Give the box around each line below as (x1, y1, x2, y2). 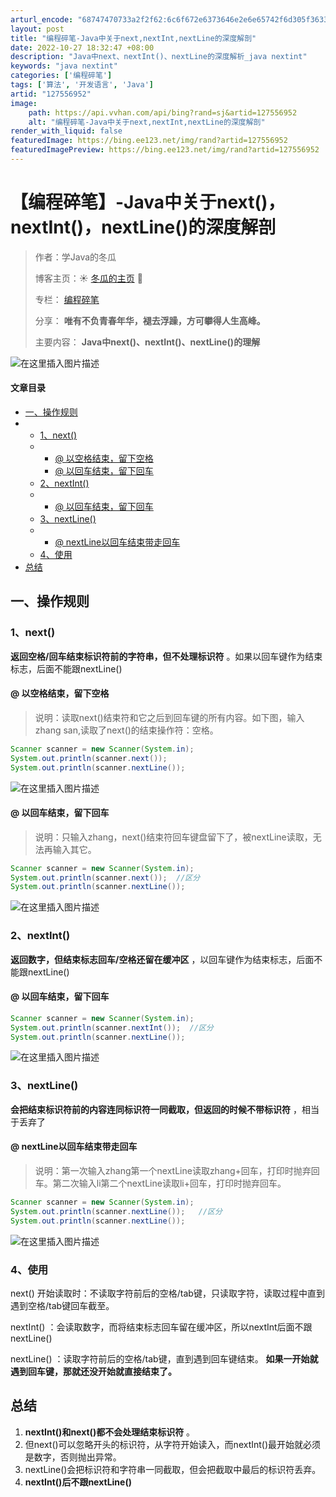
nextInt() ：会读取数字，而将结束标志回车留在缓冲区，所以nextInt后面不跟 (10, 1321, 313, 1333)
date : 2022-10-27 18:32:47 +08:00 (10, 42, 155, 53)
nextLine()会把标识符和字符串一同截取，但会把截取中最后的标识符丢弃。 (24, 1463, 322, 1475)
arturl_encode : (10, 14, 74, 25)
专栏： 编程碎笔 (34, 293, 100, 305)
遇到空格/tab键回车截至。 (10, 1299, 115, 1311)
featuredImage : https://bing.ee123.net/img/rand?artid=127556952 (10, 136, 288, 146)
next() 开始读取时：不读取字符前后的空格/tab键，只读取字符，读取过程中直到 (10, 1287, 325, 1299)
